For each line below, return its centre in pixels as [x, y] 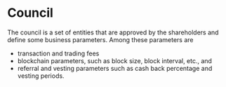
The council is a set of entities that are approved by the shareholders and [113, 32]
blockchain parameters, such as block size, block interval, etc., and [115, 60]
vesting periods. [41, 76]
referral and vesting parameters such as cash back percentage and [115, 68]
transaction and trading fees [58, 53]
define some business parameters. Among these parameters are [100, 39]
